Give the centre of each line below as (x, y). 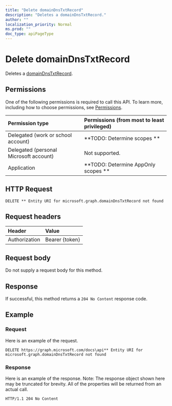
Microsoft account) (31, 156)
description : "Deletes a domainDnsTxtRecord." (56, 15)
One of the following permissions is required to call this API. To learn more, (84, 102)
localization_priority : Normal (39, 24)
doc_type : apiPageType (29, 34)
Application (21, 168)
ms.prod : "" (18, 29)
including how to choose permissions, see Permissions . (64, 107)
